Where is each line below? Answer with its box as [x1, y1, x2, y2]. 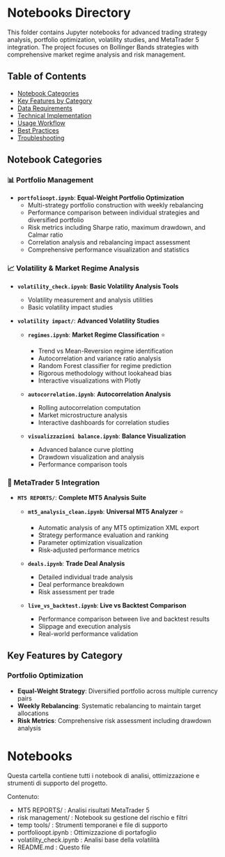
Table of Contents [7, 71, 87, 82]
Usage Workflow [17, 119, 65, 127]
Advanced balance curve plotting [38, 445, 134, 453]
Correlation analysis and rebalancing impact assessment [27, 238, 190, 247]
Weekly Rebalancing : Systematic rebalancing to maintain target [17, 701, 201, 710]
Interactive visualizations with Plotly [38, 376, 141, 385]
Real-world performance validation [38, 630, 139, 638]
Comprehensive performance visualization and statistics [27, 246, 189, 254]
